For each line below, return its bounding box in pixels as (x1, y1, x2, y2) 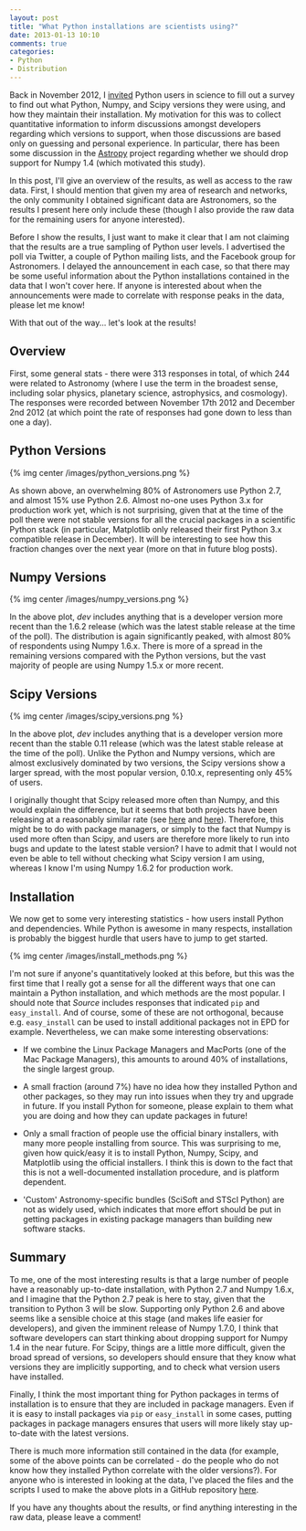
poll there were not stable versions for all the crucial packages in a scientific (9, 513, 296, 525)
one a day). (9, 417, 52, 428)
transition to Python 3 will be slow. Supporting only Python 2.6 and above (9, 1303, 285, 1314)
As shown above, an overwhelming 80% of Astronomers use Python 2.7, (9, 485, 282, 496)
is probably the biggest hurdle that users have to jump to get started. (9, 933, 269, 944)
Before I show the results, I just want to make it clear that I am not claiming (9, 231, 290, 242)
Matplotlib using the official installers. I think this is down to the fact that (22, 1156, 294, 1167)
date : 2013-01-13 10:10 (9, 30, 100, 39)
